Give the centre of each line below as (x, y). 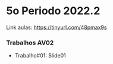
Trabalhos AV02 (30, 43)
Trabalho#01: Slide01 (40, 56)
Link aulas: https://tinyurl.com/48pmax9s (56, 27)
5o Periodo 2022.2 (53, 11)
